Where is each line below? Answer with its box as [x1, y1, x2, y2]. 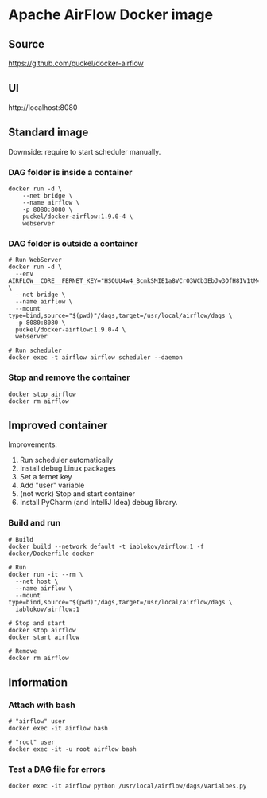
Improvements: [8, 440, 58, 449]
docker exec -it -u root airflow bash [8, 745, 137, 753]
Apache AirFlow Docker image [8, 6, 213, 24]
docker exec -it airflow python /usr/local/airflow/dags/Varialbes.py [8, 782, 247, 790]
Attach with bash [8, 699, 75, 710]
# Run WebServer [8, 256, 62, 264]
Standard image [8, 126, 89, 139]
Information [8, 675, 68, 690]
